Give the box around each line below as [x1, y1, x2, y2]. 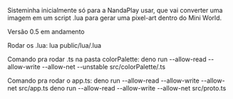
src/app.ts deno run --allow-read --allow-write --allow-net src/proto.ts [18, 84, 227, 92]
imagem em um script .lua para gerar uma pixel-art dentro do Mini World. [7, 14, 222, 22]
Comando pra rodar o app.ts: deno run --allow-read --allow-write [7, 76, 200, 85]
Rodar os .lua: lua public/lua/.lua [7, 41, 102, 49]
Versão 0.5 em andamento [7, 28, 85, 36]
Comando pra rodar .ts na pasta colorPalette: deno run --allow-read [7, 55, 207, 63]
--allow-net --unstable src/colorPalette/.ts [41, 63, 166, 71]
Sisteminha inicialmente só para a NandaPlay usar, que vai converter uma [7, 6, 223, 14]
